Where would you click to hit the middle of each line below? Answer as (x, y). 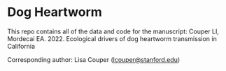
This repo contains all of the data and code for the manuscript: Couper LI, (113, 31)
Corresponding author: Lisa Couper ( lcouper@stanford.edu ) (94, 59)
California (21, 46)
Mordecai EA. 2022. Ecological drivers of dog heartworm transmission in (112, 38)
